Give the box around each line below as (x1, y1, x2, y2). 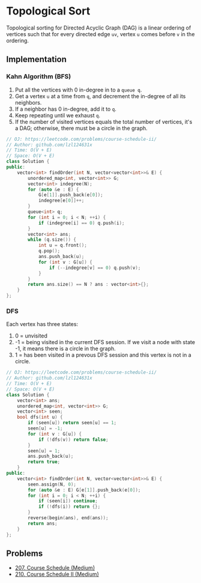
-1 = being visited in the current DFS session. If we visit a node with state (14, 339, 196, 346)
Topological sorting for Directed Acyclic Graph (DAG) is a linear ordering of (6, 24, 191, 31)
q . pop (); (38, 248, 61, 254)
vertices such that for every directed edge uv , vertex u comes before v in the (6, 30, 195, 37)
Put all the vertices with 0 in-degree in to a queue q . (14, 86, 142, 93)
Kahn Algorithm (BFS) (6, 72, 71, 81)
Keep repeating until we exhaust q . (14, 111, 101, 119)
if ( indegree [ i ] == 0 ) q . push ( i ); (38, 220, 125, 226)
